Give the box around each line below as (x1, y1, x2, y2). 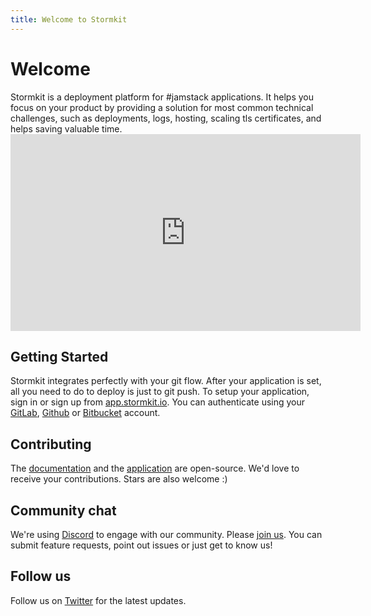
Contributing (10, 436, 92, 453)
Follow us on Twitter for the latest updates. (10, 594, 187, 606)
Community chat (10, 502, 117, 519)
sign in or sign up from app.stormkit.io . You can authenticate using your (10, 396, 306, 408)
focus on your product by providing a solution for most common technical (10, 101, 314, 113)
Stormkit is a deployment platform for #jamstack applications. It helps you (10, 91, 315, 103)
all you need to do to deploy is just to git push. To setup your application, (10, 386, 310, 398)
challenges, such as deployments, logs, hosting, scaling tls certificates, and (10, 112, 322, 124)
